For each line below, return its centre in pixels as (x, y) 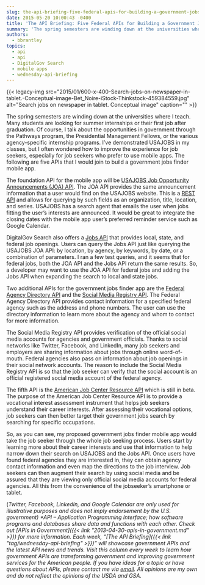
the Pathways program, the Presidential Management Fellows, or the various (102, 136)
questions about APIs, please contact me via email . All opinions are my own (102, 569)
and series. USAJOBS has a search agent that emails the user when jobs (98, 206)
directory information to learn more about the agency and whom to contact (100, 314)
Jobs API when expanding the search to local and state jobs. (82, 277)
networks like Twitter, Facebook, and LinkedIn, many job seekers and (93, 346)
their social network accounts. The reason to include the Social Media (94, 365)
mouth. (15, 358)
